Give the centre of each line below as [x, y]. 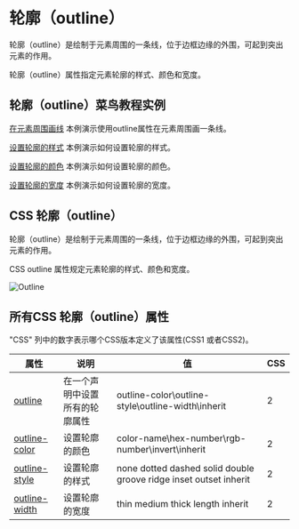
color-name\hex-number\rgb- [182, 438]
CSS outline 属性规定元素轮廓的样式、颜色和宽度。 [102, 269]
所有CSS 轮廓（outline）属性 [89, 317]
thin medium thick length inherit [183, 504]
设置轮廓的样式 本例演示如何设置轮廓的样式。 [92, 147]
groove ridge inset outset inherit [184, 479]
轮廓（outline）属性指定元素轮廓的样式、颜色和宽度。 [108, 74]
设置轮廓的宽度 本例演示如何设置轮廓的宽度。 [92, 185]
